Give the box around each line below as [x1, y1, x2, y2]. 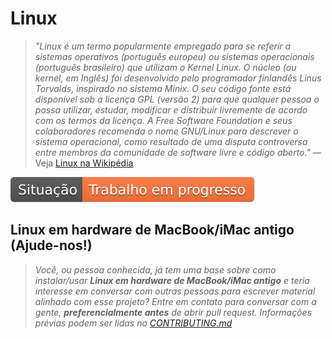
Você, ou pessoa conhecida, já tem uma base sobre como [34, 263, 277, 276]
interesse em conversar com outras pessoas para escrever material [34, 285, 316, 297]
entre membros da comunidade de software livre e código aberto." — [34, 146, 322, 158]
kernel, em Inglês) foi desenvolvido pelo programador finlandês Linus [34, 72, 322, 84]
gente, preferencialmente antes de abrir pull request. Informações [34, 306, 313, 318]
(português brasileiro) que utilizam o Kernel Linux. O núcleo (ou [34, 61, 297, 73]
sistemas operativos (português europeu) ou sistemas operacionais [34, 50, 315, 62]
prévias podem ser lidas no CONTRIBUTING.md [34, 317, 233, 329]
